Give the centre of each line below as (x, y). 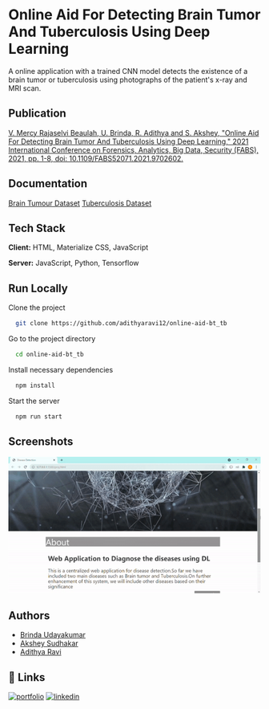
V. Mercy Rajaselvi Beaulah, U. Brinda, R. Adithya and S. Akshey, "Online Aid (134, 132)
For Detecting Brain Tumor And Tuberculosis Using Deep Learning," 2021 (128, 141)
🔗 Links (27, 677)
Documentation (48, 183)
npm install (36, 385)
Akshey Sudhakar (49, 643)
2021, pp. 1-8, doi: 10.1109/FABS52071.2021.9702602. (96, 158)
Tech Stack (37, 228)
